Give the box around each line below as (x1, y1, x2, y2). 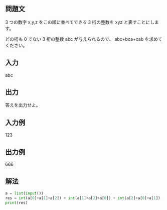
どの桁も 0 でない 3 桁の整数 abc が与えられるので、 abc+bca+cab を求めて (5, 36, 162, 42)
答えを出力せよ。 (5, 102, 41, 108)
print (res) (5, 200, 28, 205)
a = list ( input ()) (5, 190, 44, 196)
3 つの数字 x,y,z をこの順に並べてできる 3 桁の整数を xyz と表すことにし (5, 19, 154, 25)
